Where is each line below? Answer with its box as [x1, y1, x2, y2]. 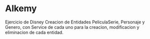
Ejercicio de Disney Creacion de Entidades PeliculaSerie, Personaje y [5, 19, 145, 25]
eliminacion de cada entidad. [5, 29, 64, 35]
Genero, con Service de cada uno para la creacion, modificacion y [5, 24, 140, 30]
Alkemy [5, 3, 37, 14]
